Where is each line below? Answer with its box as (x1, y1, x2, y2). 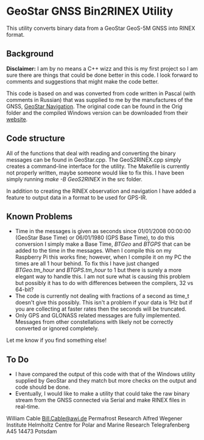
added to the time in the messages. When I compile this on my (15, 247, 172, 254)
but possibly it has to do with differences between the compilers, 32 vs (15, 280, 194, 287)
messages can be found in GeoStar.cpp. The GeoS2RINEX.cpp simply (6, 156, 181, 163)
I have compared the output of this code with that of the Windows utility (15, 370, 195, 378)
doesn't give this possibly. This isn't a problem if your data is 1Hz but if (15, 299, 193, 306)
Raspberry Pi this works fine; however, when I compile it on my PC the (15, 253, 192, 261)
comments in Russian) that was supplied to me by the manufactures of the (6, 96, 193, 103)
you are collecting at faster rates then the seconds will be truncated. (15, 305, 187, 312)
